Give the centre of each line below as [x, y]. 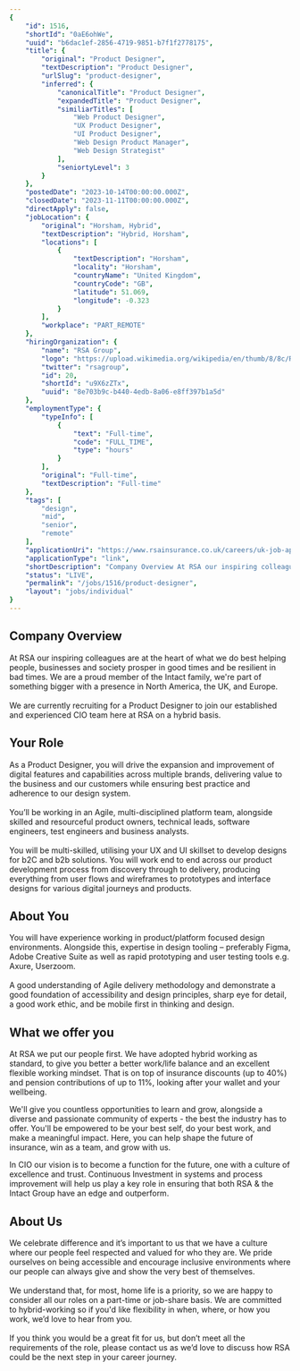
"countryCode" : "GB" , [113, 284]
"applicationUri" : [59, 550]
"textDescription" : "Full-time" [102, 483]
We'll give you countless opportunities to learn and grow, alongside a [136, 1110]
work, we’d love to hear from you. [71, 1319]
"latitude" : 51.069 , [111, 292]
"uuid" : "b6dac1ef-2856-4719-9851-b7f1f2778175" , [120, 43]
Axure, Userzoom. [42, 967]
